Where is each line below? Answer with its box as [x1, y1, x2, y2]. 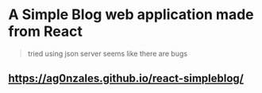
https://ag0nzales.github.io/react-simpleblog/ [8, 72, 245, 85]
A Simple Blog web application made [8, 6, 254, 24]
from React [8, 22, 83, 41]
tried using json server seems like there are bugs [27, 48, 188, 58]
